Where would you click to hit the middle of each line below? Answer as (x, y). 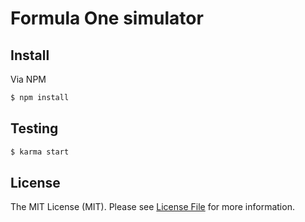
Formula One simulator (107, 18)
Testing (34, 128)
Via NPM (28, 79)
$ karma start (40, 152)
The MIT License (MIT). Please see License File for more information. (152, 207)
